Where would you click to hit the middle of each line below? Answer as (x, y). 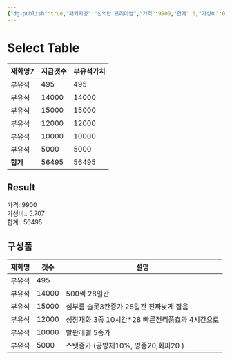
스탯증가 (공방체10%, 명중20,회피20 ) (125, 345)
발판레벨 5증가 (88, 333)
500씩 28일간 (88, 294)
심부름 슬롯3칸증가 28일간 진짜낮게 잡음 (127, 307)
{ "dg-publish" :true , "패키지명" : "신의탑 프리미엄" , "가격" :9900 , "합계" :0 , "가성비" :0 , (118, 13)
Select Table (43, 47)
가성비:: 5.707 (26, 214)
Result (21, 187)
